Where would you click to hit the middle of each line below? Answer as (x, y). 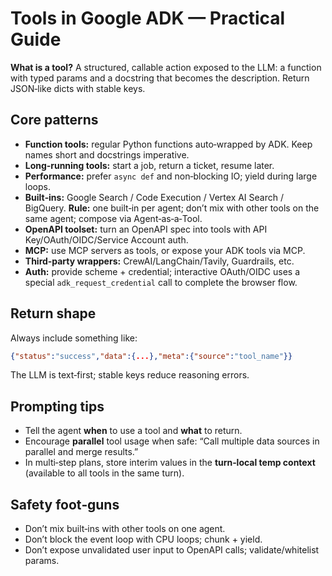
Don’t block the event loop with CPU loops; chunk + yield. (143, 539)
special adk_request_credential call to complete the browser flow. (161, 282)
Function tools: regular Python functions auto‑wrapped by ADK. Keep (168, 144)
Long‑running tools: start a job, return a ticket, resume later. (149, 165)
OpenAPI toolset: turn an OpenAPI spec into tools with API (146, 229)
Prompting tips (57, 406)
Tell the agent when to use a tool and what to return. (133, 431)
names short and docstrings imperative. (107, 154)
